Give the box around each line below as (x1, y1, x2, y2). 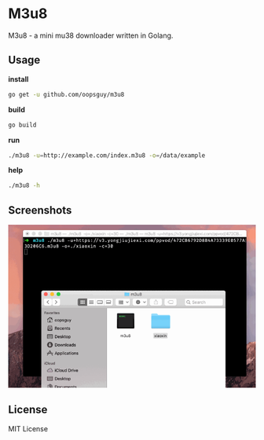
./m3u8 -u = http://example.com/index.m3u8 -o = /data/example (8, 151, 206, 159)
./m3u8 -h (8, 181, 41, 189)
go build (8, 121, 37, 129)
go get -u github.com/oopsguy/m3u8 (8, 90, 125, 98)
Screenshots (8, 203, 72, 217)
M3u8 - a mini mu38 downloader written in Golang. (8, 31, 174, 40)
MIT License (8, 423, 49, 433)
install (8, 74, 29, 83)
